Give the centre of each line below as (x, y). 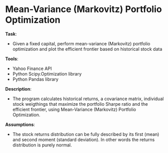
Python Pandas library (35, 79)
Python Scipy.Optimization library (47, 73)
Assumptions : (20, 124)
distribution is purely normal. (42, 145)
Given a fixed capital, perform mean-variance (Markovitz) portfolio (81, 43)
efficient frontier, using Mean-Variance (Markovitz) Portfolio (74, 109)
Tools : (12, 58)
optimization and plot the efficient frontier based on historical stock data (87, 49)
